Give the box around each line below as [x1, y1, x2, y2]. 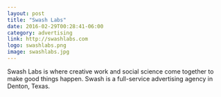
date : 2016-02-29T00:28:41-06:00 [7, 23, 104, 30]
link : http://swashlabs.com [7, 36, 89, 43]
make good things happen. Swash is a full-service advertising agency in [7, 74, 213, 83]
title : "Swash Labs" [7, 17, 67, 23]
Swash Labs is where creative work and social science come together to [7, 67, 214, 76]
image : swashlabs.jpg [7, 49, 70, 56]
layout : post [7, 10, 45, 17]
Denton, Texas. [7, 82, 51, 90]
